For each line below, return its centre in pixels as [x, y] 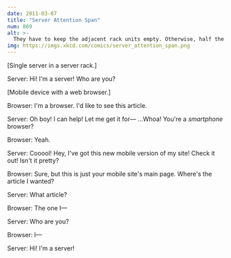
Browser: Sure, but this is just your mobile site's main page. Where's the [110, 174]
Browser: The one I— [37, 208]
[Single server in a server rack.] [52, 65]
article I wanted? [31, 181]
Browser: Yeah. [29, 140]
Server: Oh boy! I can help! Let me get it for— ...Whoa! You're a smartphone [115, 119]
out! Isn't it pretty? [33, 160]
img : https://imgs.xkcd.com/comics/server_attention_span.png [99, 46]
